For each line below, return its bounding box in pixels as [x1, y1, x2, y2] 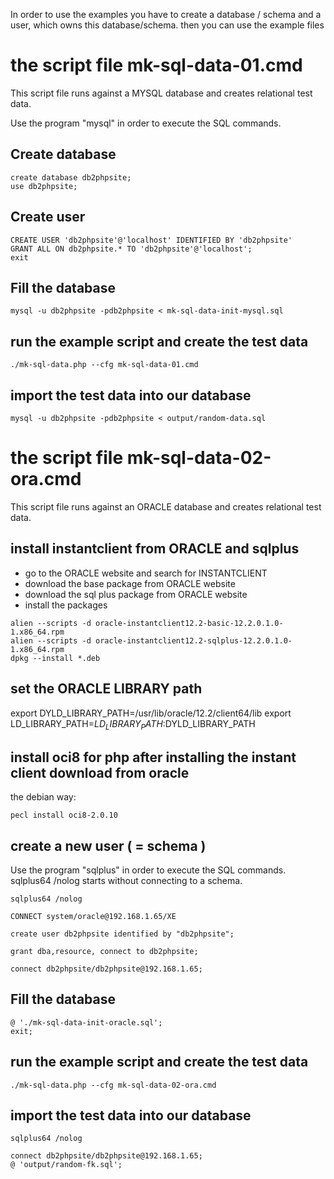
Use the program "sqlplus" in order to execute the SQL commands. [10, 864, 287, 876]
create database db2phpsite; [10, 172, 132, 183]
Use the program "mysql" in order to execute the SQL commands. [10, 117, 282, 129]
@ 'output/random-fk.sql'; [10, 1160, 123, 1170]
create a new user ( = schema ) [10, 837, 207, 854]
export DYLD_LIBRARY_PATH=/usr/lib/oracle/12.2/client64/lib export [10, 707, 292, 719]
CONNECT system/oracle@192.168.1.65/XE [10, 911, 177, 921]
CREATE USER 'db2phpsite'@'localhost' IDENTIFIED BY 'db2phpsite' [10, 235, 293, 245]
